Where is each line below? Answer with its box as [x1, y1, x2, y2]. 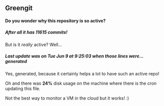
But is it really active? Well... [5, 42, 62, 48]
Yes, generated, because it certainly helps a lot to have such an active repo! [5, 70, 160, 76]
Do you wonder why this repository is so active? [5, 17, 106, 24]
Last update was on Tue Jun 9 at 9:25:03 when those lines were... [5, 53, 144, 59]
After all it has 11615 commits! [5, 29, 68, 35]
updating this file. [5, 85, 41, 91]
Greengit [5, 4, 33, 12]
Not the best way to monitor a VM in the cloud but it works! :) [5, 95, 129, 101]
